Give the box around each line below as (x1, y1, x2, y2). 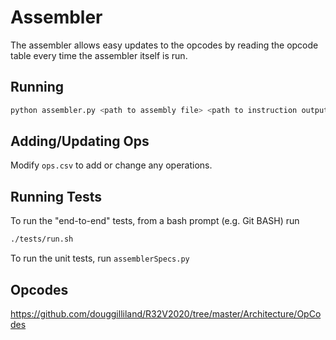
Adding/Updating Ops (10, 133, 150, 150)
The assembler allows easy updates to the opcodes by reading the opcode (10, 39, 319, 51)
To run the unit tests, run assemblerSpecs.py (10, 252, 190, 265)
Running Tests (10, 188, 102, 205)
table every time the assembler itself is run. (10, 49, 188, 61)
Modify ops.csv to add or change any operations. (10, 159, 213, 171)
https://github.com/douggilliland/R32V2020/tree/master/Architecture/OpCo (10, 307, 322, 320)
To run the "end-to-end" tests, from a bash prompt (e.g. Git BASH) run (10, 215, 300, 227)
